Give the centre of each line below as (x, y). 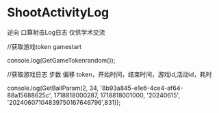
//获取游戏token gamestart (44, 46)
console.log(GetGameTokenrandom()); (61, 60)
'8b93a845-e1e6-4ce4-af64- (142, 88)
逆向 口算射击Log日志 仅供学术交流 (56, 32)
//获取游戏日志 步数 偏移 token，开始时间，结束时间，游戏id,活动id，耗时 (109, 74)
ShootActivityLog (58, 13)
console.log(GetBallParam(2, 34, (53, 88)
